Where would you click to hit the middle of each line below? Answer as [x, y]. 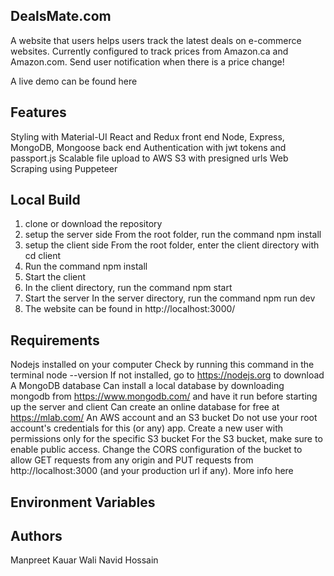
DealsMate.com [61, 16]
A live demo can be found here [74, 81]
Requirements [55, 340]
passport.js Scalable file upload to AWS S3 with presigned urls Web [149, 158]
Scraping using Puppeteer [64, 168]
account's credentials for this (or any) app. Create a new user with [147, 428]
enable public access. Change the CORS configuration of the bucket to [156, 450]
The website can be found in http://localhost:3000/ [130, 309]
